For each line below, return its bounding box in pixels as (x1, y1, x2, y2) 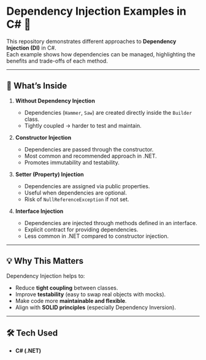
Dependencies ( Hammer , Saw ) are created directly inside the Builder (24, 109, 192, 116)
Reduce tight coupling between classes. (15, 284, 118, 291)
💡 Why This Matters (6, 256, 84, 266)
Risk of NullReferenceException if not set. (24, 195, 129, 203)
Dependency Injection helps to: (6, 272, 85, 280)
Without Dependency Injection (15, 97, 95, 104)
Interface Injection (15, 207, 64, 215)
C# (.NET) (15, 347, 42, 354)
